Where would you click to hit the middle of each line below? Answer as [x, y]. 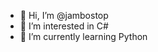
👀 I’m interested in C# [64, 26]
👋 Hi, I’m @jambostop [64, 15]
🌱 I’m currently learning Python [83, 36]
